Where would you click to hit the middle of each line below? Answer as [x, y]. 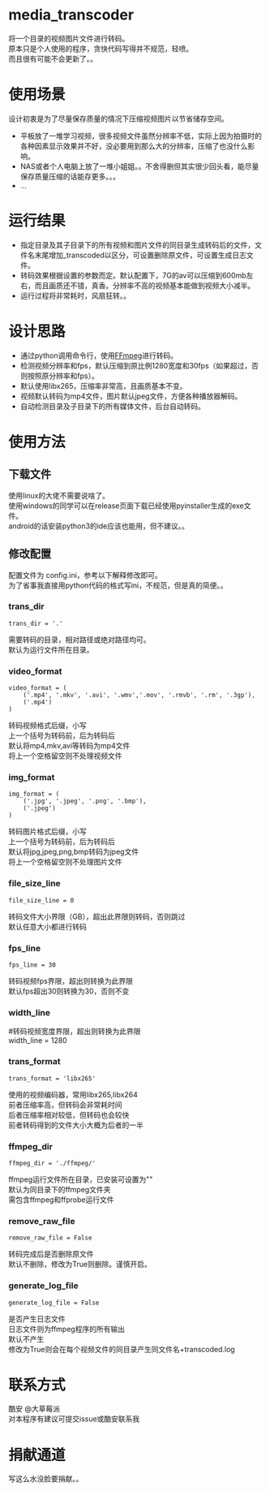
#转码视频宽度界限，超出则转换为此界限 [75, 1032]
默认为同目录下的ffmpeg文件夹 [60, 1189]
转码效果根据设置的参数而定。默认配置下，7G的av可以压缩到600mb [133, 275]
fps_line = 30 [32, 965]
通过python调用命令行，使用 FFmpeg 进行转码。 [99, 356]
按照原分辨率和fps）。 [63, 376]
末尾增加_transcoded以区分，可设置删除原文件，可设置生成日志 [141, 255]
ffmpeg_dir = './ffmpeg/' [52, 1163]
